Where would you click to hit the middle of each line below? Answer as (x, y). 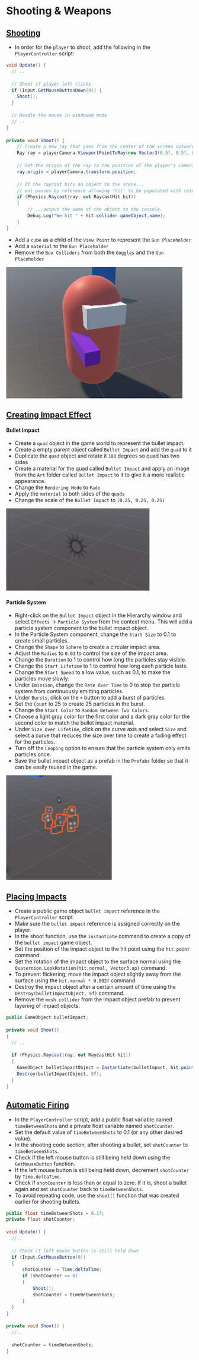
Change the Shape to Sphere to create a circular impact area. (88, 647)
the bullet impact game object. (53, 943)
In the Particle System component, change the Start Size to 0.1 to (95, 634)
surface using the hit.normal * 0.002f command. (76, 980)
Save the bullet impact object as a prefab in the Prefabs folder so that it (101, 761)
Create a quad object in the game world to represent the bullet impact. (99, 443)
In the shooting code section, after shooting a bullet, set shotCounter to (101, 1145)
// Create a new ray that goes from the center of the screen (95, 147)
